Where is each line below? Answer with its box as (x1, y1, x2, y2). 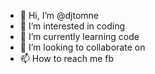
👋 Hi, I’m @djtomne (19, 10, 100, 21)
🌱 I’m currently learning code (19, 31, 140, 42)
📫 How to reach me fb (19, 53, 115, 64)
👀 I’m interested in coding (19, 20, 126, 32)
